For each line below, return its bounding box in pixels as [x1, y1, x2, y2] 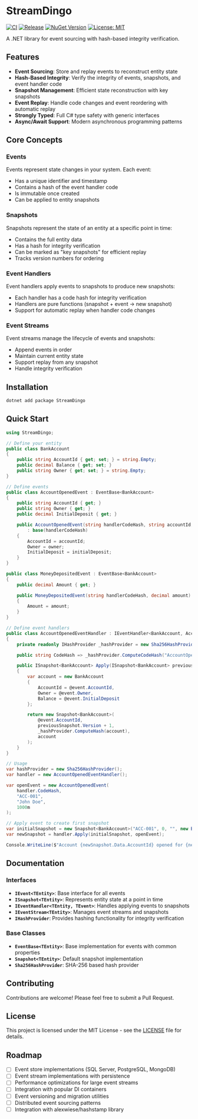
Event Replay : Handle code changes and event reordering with [14, 99, 168, 106]
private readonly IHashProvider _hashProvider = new [16, 641, 149, 647]
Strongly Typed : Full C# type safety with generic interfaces [14, 111, 160, 119]
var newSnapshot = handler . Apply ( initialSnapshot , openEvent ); [6, 831, 165, 838]
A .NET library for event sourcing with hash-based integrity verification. [6, 35, 180, 42]
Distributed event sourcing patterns [14, 1099, 101, 1106]
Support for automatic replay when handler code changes [14, 307, 156, 314]
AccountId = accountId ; [27, 538, 85, 544]
